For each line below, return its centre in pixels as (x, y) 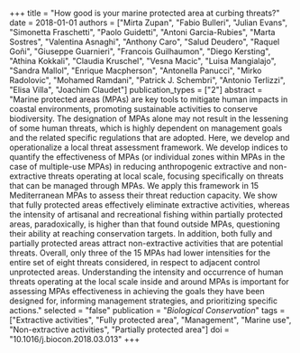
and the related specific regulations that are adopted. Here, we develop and (150, 138)
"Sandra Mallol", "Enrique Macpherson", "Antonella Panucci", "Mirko (136, 70)
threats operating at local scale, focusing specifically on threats (166, 176)
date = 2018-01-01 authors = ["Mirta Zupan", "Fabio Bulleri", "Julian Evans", (149, 23)
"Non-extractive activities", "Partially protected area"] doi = (119, 330)
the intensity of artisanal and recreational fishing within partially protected (146, 214)
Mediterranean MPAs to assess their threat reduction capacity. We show (143, 195)
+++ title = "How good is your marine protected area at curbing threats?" (145, 13)
